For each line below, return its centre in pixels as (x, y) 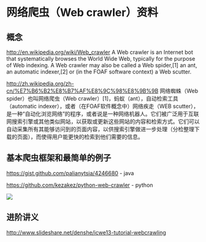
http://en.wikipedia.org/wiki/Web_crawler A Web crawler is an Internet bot (100, 52)
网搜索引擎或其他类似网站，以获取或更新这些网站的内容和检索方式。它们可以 (103, 121)
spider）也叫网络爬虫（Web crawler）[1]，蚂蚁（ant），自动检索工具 (93, 98)
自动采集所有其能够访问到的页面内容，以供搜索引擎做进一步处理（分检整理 (100, 129)
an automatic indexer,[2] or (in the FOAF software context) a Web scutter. (99, 72)
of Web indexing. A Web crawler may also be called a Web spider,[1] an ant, (102, 65)
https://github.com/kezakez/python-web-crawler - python (80, 185)
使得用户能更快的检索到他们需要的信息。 (92, 137)
